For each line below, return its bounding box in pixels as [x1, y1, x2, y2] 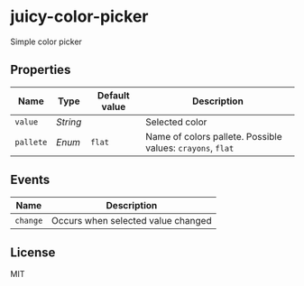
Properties [10, 62, 71, 78]
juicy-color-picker [10, 6, 149, 27]
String [56, 115, 82, 128]
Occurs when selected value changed [51, 214, 212, 226]
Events [10, 172, 51, 188]
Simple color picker [10, 36, 82, 47]
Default [97, 88, 130, 101]
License [10, 244, 56, 260]
